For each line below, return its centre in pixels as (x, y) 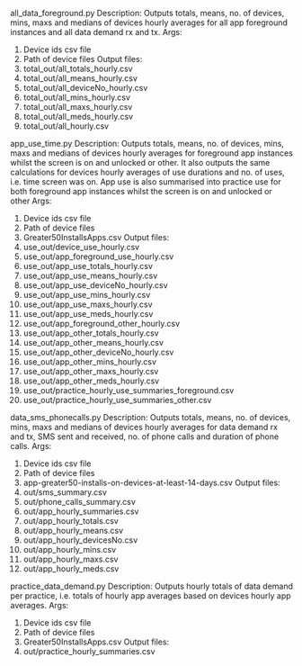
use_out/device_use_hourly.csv (81, 247)
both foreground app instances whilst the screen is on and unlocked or (141, 191)
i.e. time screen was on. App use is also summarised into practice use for (146, 182)
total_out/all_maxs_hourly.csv (78, 107)
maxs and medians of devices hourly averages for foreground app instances (151, 153)
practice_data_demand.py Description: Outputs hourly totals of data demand (152, 586)
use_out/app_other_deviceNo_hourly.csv (98, 352)
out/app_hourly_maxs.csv (71, 559)
